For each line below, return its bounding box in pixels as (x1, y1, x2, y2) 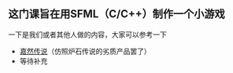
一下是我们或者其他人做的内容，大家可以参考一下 (8, 30, 167, 39)
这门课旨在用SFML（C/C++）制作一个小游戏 (8, 7, 226, 21)
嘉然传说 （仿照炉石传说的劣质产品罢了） (19, 46, 151, 56)
